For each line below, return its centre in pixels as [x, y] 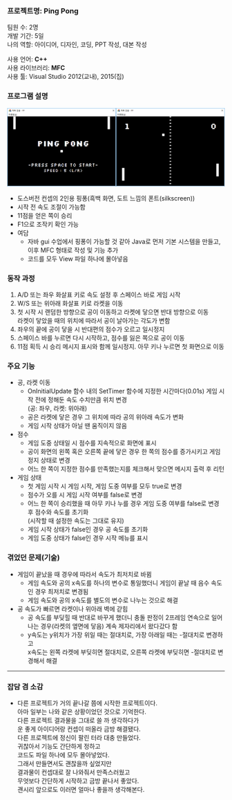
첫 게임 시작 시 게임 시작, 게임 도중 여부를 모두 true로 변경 [105, 486]
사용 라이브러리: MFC [36, 68]
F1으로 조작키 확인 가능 [48, 224]
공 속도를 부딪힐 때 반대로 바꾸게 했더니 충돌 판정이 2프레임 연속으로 [119, 617]
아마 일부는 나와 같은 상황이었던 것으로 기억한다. [81, 711]
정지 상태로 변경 [49, 461]
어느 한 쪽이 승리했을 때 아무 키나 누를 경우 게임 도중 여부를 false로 [117, 503]
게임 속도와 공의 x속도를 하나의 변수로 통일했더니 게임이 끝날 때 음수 [118, 583]
